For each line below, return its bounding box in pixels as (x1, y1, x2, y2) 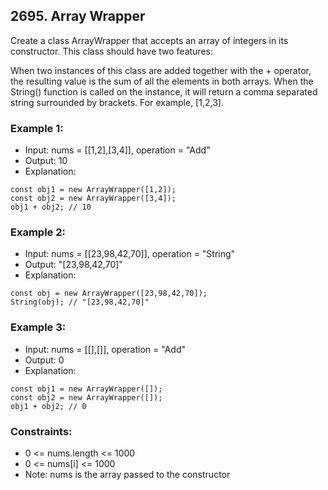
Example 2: (10, 225, 66, 239)
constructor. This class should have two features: (10, 45, 213, 57)
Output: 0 (24, 354, 65, 366)
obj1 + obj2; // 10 (10, 202, 92, 213)
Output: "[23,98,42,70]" (24, 259, 123, 271)
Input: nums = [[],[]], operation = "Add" (24, 343, 186, 355)
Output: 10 (24, 155, 68, 167)
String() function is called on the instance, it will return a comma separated (10, 85, 318, 98)
